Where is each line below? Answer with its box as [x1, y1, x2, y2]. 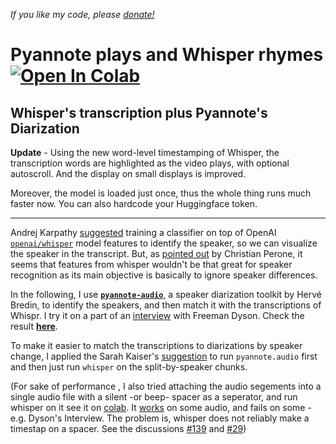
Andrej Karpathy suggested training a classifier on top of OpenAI [10, 227, 277, 238]
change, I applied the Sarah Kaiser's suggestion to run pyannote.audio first [10, 350, 318, 362]
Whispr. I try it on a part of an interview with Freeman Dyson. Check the [10, 310, 305, 321]
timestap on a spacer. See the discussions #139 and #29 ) [10, 423, 247, 434]
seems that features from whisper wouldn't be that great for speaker [10, 259, 293, 270]
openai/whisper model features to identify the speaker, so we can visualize [10, 237, 318, 249]
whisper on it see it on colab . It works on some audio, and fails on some [10, 402, 306, 413]
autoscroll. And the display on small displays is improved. [10, 168, 247, 179]
